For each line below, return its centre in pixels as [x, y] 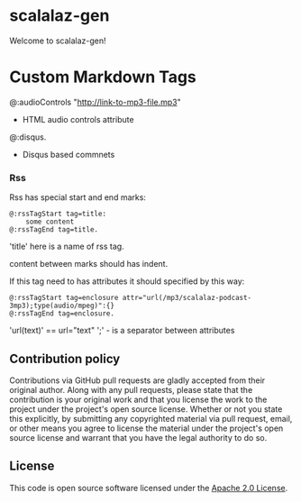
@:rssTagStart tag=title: [58, 214]
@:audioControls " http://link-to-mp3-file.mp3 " [96, 102]
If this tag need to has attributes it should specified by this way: [127, 281]
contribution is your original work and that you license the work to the [138, 399]
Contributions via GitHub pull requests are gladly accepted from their [137, 380]
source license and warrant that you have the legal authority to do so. [138, 437]
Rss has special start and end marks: [78, 197]
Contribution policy [65, 358]
